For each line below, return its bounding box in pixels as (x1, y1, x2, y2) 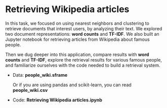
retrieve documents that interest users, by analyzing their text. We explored (5, 25, 162, 31)
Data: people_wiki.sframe (12, 72, 68, 78)
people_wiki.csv (12, 87, 48, 93)
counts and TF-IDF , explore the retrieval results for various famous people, (5, 57, 162, 63)
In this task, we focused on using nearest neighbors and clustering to (5, 20, 149, 26)
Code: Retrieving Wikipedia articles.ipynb (12, 97, 103, 103)
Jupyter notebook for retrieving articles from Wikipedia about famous (5, 36, 150, 42)
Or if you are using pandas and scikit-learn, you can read (12, 82, 132, 88)
